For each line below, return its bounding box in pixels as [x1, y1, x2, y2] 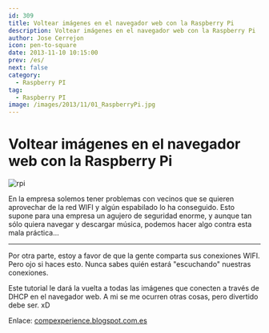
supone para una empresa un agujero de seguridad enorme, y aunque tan [8, 211, 252, 220]
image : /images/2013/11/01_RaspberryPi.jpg [8, 101, 156, 109]
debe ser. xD [8, 300, 50, 310]
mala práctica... [8, 228, 60, 238]
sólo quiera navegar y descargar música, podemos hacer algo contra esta [8, 220, 252, 229]
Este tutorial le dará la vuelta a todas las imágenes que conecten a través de [8, 283, 260, 293]
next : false [8, 64, 48, 72]
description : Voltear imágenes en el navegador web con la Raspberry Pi [8, 26, 256, 34]
